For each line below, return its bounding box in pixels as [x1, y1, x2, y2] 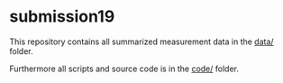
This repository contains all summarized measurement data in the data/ [9, 36, 274, 47]
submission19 [9, 6, 115, 27]
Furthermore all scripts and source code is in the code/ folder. [9, 63, 239, 74]
